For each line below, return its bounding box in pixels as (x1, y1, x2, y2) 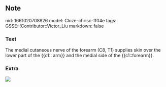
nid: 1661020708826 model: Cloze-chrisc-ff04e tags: (5, 17, 117, 23)
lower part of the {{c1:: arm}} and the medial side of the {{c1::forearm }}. (5, 53, 154, 59)
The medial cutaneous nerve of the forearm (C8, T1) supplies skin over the (5, 47, 161, 53)
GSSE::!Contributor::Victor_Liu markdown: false (5, 23, 104, 29)
